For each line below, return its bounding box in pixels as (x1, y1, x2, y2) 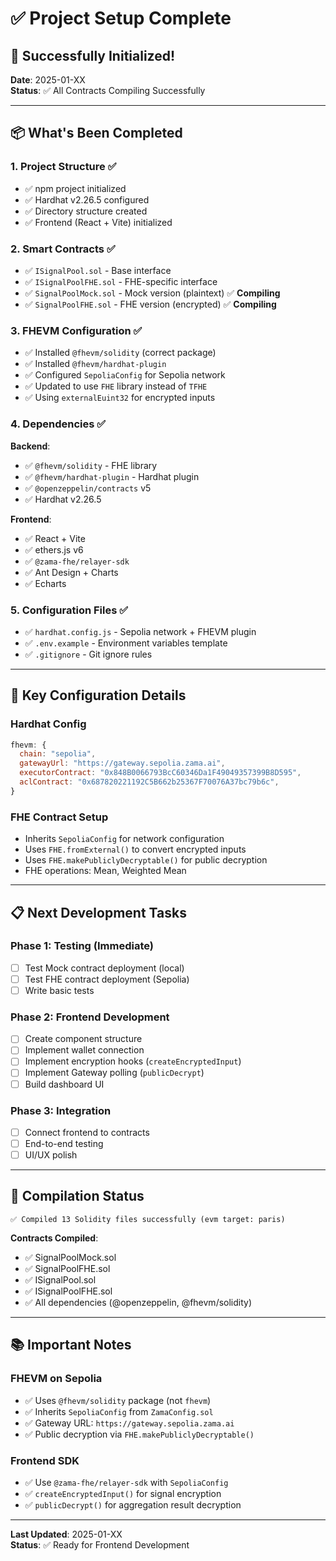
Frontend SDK (10, 1453, 80, 1467)
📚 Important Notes (10, 1337, 132, 1354)
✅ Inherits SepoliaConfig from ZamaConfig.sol (24, 1405, 214, 1417)
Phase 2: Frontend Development (10, 1010, 170, 1024)
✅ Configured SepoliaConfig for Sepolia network (24, 369, 226, 381)
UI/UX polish (24, 1149, 78, 1161)
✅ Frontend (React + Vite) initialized (24, 216, 173, 228)
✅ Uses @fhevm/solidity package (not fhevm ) (24, 1394, 212, 1406)
